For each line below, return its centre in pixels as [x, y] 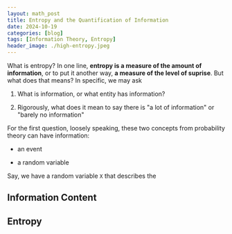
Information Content [52, 198]
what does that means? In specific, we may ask [74, 80]
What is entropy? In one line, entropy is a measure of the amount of [105, 66]
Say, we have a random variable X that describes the [82, 176]
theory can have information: [48, 135]
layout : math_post [34, 14]
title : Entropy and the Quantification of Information [88, 20]
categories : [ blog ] [35, 33]
